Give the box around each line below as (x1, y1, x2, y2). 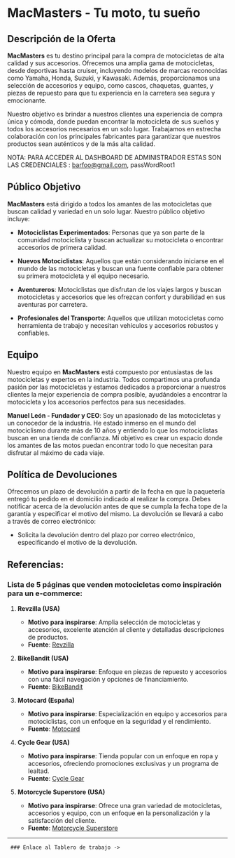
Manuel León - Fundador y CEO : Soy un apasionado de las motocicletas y (7, 411, 222, 419)
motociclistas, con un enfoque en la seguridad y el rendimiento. (27, 718, 211, 726)
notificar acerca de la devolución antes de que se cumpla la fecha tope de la (7, 502, 227, 510)
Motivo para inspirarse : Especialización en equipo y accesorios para (27, 710, 227, 718)
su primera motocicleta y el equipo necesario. (17, 272, 150, 280)
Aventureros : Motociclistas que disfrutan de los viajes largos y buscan (17, 285, 222, 293)
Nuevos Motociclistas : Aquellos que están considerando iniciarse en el (17, 256, 225, 265)
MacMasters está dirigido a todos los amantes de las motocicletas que (7, 199, 212, 208)
